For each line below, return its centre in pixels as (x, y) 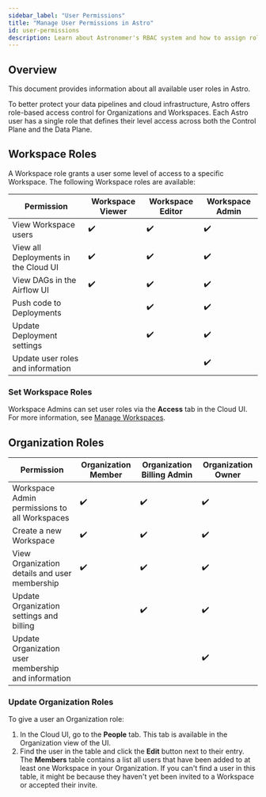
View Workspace (44, 224)
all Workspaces (41, 517)
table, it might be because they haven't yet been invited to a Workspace (137, 776)
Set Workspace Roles (50, 391)
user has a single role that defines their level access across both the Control (132, 121)
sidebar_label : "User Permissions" (67, 15)
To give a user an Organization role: (66, 719)
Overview (33, 69)
